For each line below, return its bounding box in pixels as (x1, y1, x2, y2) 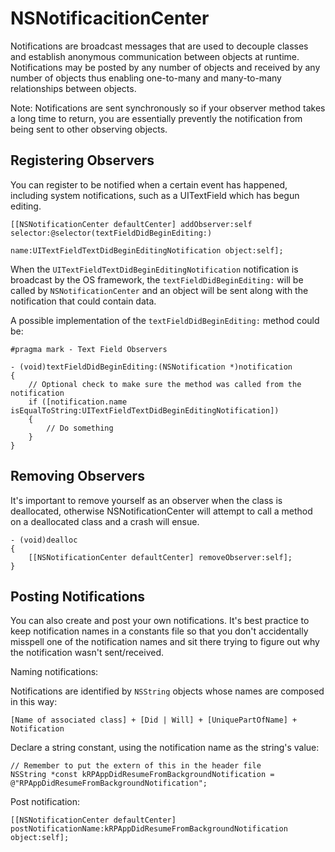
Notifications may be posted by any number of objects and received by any (10, 61, 321, 73)
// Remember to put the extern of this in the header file (10, 761, 262, 771)
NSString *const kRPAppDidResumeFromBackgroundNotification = (10, 770, 275, 780)
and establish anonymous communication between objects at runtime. (10, 50, 300, 62)
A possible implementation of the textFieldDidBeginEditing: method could (10, 314, 320, 326)
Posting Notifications (10, 588, 146, 605)
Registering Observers (10, 152, 155, 169)
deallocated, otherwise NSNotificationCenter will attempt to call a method (10, 505, 313, 517)
